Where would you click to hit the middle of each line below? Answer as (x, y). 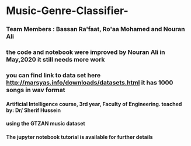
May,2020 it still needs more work (55, 60)
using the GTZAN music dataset (46, 124)
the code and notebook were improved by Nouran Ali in (86, 52)
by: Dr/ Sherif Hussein (34, 110)
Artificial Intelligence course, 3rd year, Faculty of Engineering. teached (94, 104)
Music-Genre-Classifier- (67, 11)
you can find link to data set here (53, 75)
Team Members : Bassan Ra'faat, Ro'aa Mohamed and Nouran (95, 29)
